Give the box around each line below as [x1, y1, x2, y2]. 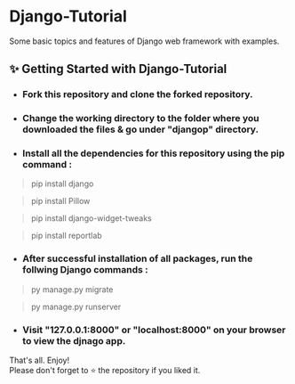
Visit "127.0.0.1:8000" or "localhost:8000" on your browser [21, 323, 286, 336]
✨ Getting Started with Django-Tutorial [9, 61, 227, 77]
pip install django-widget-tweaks [30, 213, 153, 224]
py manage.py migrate [30, 283, 114, 295]
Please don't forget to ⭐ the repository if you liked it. [9, 365, 201, 376]
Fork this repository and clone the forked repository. [21, 88, 253, 101]
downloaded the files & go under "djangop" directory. [21, 123, 259, 135]
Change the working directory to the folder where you [21, 112, 259, 125]
